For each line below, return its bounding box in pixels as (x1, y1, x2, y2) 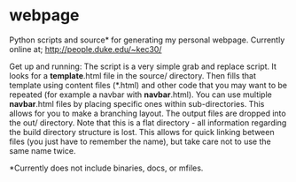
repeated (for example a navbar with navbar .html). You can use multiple (9, 89, 272, 100)
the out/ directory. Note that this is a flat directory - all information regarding (9, 117, 287, 128)
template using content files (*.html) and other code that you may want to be (9, 80, 288, 90)
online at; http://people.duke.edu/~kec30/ (9, 43, 162, 54)
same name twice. (9, 145, 76, 155)
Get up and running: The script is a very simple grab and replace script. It (9, 61, 277, 72)
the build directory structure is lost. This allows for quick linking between (9, 126, 275, 137)
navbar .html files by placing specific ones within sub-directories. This (9, 98, 265, 109)
